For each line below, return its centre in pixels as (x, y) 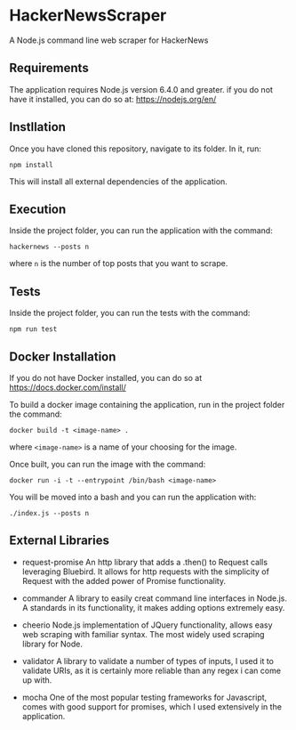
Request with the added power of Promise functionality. (124, 580)
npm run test (33, 329)
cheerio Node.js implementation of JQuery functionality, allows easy (147, 625)
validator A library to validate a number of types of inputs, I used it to (148, 661)
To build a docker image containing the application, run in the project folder (147, 405)
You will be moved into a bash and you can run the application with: (133, 497)
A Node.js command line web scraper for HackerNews (109, 40)
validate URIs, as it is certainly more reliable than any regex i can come (152, 670)
